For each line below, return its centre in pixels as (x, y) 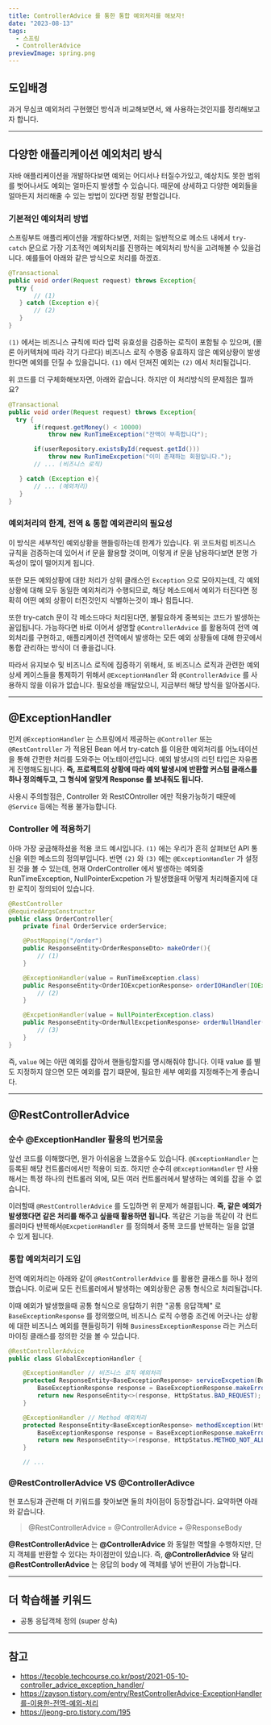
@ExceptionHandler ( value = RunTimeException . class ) (111, 978)
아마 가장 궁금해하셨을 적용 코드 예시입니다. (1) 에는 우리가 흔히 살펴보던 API (129, 848)
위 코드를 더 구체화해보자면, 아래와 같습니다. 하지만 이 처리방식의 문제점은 (123, 379)
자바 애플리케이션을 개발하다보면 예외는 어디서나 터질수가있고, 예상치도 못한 (127, 175)
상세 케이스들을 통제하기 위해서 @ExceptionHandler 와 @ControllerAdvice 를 (129, 675)
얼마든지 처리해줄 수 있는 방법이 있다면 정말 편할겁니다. (94, 195)
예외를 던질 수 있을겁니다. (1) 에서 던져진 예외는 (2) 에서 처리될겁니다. (140, 362)
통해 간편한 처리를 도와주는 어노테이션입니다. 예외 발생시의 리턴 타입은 (126, 758)
